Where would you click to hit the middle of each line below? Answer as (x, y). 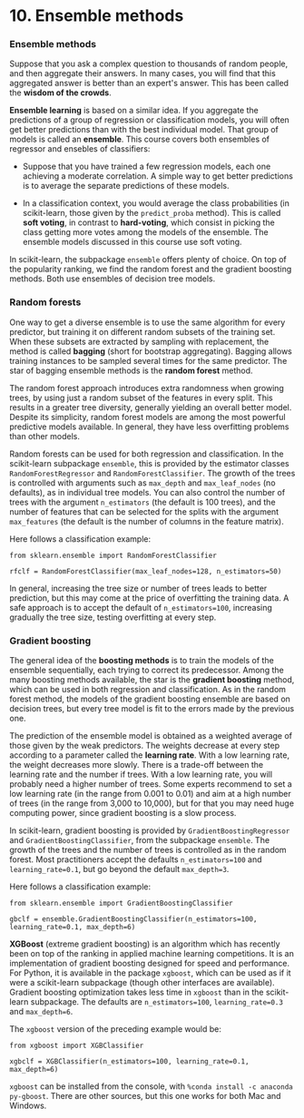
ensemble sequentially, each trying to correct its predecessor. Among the (147, 670)
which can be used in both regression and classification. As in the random (148, 690)
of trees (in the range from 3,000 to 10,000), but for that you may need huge (152, 803)
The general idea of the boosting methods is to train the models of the (142, 661)
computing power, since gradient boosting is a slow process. (123, 813)
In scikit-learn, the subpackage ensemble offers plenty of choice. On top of (148, 260)
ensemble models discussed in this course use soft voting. (132, 242)
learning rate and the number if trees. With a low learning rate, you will (141, 775)
